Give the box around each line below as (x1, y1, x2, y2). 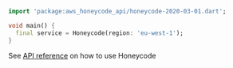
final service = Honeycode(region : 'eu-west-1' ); (15, 28, 184, 37)
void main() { (8, 21, 56, 29)
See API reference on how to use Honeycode (8, 51, 156, 60)
